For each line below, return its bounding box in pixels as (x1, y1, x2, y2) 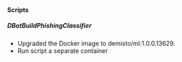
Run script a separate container (17, 46, 108, 55)
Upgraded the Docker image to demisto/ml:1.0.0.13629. (17, 39, 176, 47)
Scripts (7, 6, 29, 14)
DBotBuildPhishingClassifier (7, 22, 92, 30)
